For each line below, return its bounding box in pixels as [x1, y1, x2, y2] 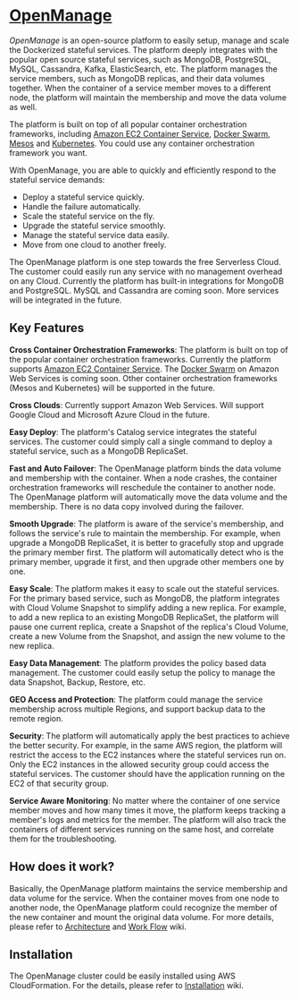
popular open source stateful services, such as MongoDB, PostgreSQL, [9, 54, 272, 64]
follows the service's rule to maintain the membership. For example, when [9, 527, 281, 538]
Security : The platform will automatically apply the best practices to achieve [9, 730, 290, 741]
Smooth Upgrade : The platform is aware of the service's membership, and [9, 518, 284, 529]
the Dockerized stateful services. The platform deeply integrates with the [9, 44, 278, 55]
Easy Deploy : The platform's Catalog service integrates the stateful [9, 426, 257, 437]
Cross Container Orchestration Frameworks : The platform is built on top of [9, 344, 288, 354]
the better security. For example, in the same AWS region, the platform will [9, 739, 283, 750]
